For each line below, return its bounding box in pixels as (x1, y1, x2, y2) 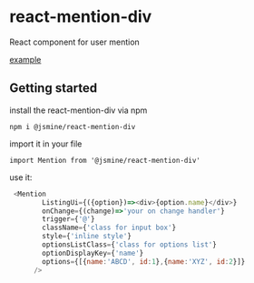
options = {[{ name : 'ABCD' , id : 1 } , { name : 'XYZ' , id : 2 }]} (42, 257, 246, 266)
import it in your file (9, 138, 83, 149)
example (9, 54, 42, 65)
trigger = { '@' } (42, 215, 95, 224)
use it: (9, 171, 33, 183)
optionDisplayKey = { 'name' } (42, 248, 144, 258)
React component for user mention (9, 36, 141, 47)
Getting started (9, 80, 98, 96)
